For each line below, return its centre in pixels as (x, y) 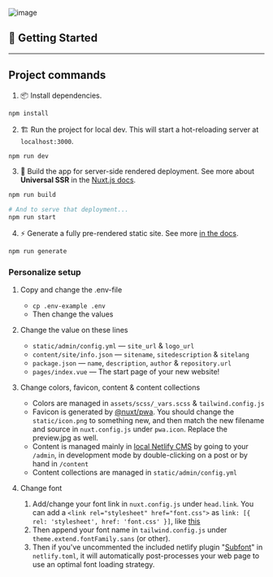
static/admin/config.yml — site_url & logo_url (113, 346)
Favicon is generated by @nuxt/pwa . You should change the (133, 412)
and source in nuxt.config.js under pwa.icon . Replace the (130, 429)
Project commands (57, 75)
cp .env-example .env (69, 306)
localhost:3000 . (47, 141)
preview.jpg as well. (65, 438)
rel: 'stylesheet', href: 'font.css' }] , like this (116, 522)
